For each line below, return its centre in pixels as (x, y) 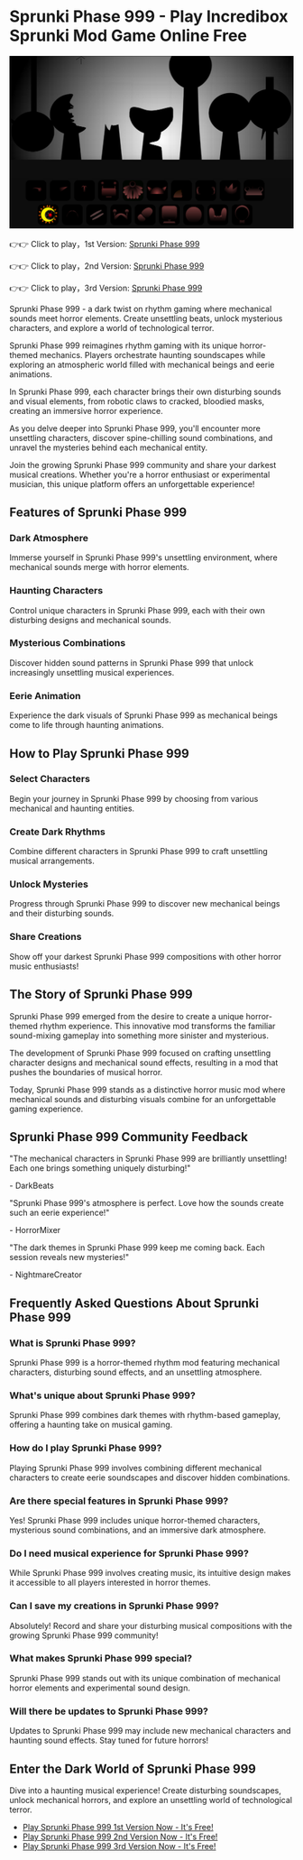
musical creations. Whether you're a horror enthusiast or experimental (140, 474)
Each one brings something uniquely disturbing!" (100, 1168)
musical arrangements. (52, 861)
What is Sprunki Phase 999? (73, 1343)
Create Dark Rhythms (57, 832)
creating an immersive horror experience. (87, 410)
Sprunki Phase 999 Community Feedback (129, 1137)
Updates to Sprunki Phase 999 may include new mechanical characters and (150, 1731)
